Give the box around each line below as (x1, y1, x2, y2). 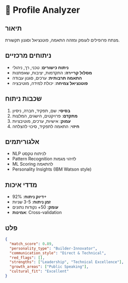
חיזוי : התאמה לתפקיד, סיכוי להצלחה (12, 123, 80, 129)
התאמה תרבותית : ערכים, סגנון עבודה (12, 75, 82, 81)
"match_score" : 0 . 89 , (9, 241, 54, 246)
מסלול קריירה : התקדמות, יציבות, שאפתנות (12, 70, 92, 75)
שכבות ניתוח (5, 95, 42, 103)
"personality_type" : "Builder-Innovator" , (9, 246, 98, 251)
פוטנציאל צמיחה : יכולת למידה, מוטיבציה (12, 80, 88, 86)
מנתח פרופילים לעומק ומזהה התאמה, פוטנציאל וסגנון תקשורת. (5, 37, 120, 43)
